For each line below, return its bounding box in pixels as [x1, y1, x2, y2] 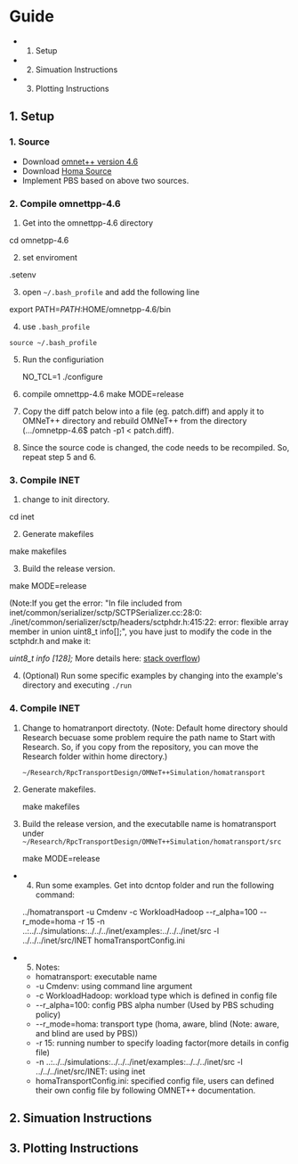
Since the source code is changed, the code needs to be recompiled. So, [21, 442, 290, 452]
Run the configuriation [21, 354, 104, 365]
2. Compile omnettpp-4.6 [9, 197, 122, 210]
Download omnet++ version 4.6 [21, 156, 139, 167]
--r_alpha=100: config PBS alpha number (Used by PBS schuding [35, 999, 274, 1010]
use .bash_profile [21, 321, 91, 332]
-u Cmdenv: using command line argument [35, 980, 193, 991]
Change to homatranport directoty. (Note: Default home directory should [21, 722, 288, 733]
